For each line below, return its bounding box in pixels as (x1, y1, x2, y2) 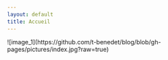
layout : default (7, 11, 53, 18)
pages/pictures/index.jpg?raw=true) (7, 45, 109, 53)
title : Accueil (7, 18, 51, 25)
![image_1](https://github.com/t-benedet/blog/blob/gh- (7, 37, 161, 46)
